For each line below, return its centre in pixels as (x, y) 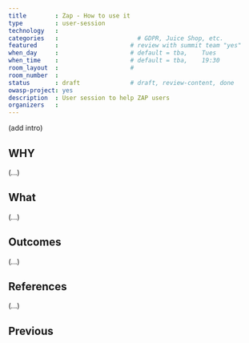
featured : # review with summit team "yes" (125, 46)
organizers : (34, 105)
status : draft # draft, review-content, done (121, 83)
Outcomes (35, 242)
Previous (31, 331)
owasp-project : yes (41, 90)
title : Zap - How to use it (69, 16)
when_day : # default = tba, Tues (112, 53)
